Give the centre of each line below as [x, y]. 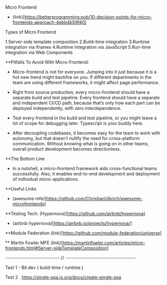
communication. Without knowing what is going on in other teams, [80, 144]
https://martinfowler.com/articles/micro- [104, 243]
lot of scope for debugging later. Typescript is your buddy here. [78, 123]
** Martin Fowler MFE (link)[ [34, 243]
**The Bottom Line [25, 159]
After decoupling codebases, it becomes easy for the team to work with [86, 133]
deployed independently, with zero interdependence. [67, 108]
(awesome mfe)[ [29, 198]
